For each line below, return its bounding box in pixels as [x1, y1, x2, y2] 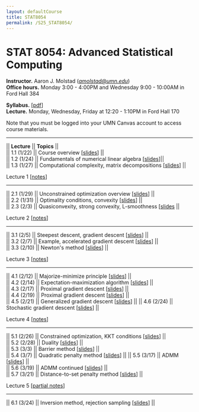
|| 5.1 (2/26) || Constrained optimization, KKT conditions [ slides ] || [6, 333, 166, 340]
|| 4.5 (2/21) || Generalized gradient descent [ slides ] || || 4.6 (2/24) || [6, 298, 174, 305]
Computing [6, 58, 63, 71]
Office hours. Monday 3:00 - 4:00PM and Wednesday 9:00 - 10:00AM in [6, 84, 185, 91]
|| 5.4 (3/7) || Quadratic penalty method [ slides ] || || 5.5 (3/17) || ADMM [6, 351, 179, 359]
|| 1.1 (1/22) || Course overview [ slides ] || [6, 149, 104, 156]
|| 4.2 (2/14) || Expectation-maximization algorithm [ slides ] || [6, 279, 154, 286]
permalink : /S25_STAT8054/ [6, 20, 73, 26]
